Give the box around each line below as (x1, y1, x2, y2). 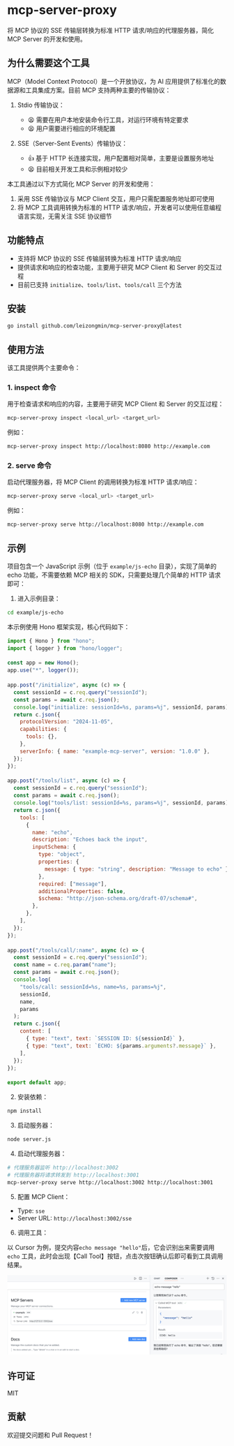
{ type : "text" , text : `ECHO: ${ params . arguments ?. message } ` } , (25, 1042, 217, 1049)
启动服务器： (17, 1121, 54, 1130)
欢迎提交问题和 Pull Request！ (7, 1431, 94, 1439)
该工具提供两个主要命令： (7, 364, 81, 372)
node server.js (7, 1136, 52, 1143)
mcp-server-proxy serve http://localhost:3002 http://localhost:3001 (7, 1179, 214, 1186)
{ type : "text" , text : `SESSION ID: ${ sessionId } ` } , (25, 1035, 186, 1042)
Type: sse (17, 1207, 45, 1215)
